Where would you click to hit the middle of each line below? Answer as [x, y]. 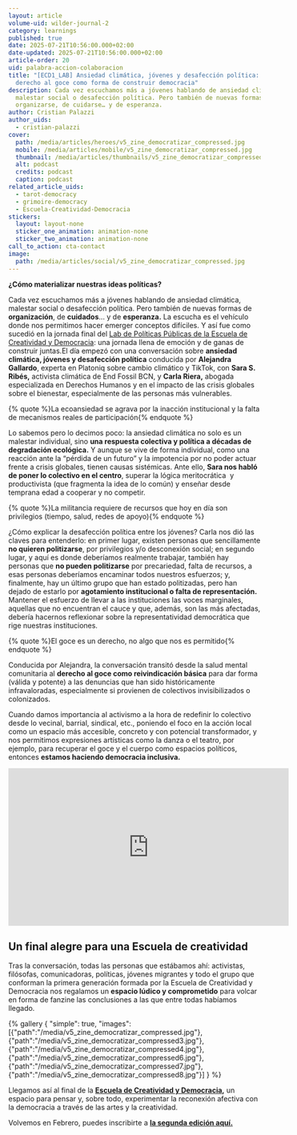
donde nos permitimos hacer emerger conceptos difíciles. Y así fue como [129, 325]
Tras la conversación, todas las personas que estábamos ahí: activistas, [127, 966]
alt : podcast [37, 165]
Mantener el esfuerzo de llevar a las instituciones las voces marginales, [126, 600]
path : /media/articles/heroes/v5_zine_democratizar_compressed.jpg [130, 142]
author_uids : [30, 120]
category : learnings [43, 30]
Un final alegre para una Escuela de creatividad [128, 947]
